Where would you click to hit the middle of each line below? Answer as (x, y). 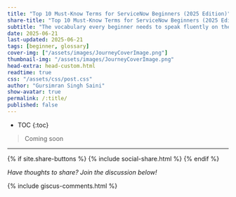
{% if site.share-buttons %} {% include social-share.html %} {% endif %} (113, 158)
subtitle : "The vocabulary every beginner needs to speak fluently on (113, 27)
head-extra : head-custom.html (52, 66)
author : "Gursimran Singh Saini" (56, 86)
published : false (33, 105)
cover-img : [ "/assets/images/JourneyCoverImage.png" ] (88, 53)
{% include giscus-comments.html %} (63, 186)
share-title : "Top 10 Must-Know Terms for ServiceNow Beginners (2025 (113, 20)
